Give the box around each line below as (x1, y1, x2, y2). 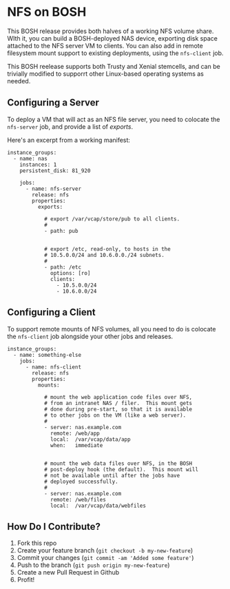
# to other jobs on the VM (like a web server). (43, 411, 187, 419)
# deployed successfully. (43, 478, 118, 485)
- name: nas (13, 155, 48, 162)
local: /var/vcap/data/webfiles (50, 502, 147, 509)
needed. (7, 76, 31, 85)
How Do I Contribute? (7, 521, 101, 533)
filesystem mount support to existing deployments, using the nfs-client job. (7, 49, 224, 57)
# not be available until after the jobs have (43, 472, 180, 479)
